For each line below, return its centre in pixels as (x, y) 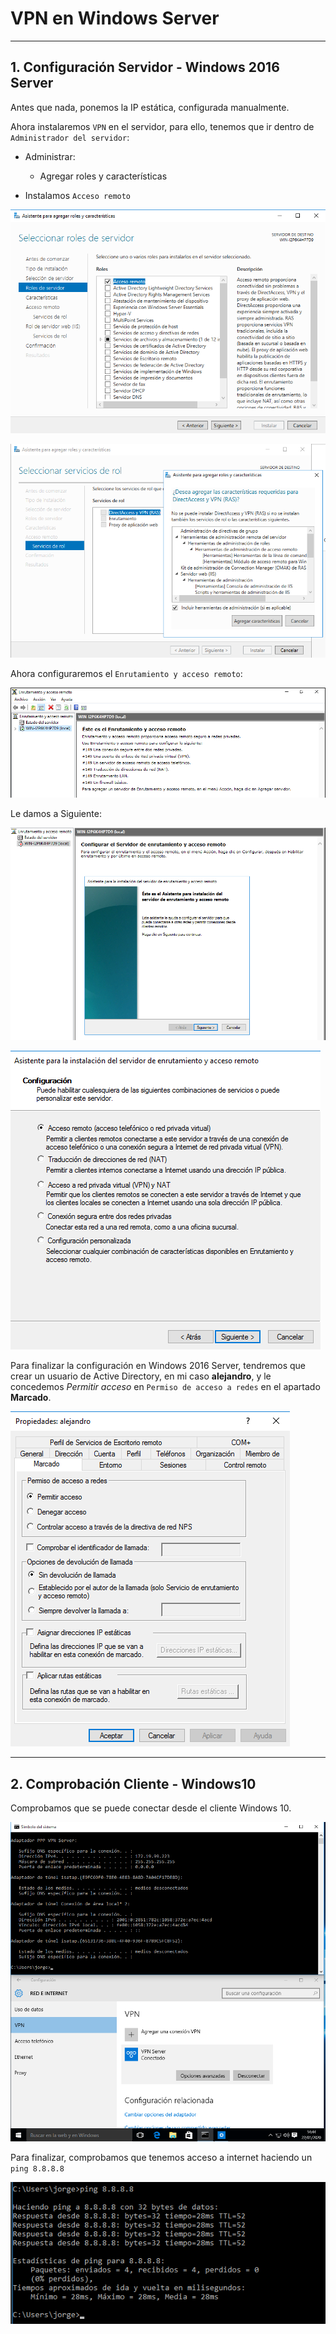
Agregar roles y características (103, 176)
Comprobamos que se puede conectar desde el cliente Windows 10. (151, 1808)
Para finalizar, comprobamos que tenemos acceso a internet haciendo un (161, 2158)
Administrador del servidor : (70, 137)
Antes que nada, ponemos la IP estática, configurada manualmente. (150, 107)
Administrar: (50, 156)
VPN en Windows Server (115, 18)
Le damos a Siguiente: (56, 814)
